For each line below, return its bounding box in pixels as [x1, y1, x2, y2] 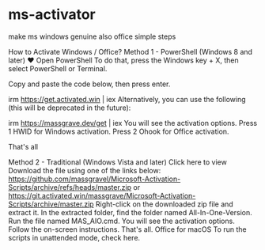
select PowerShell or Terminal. [8, 63, 108, 73]
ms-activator [8, 6, 97, 24]
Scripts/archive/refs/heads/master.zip [8, 182, 132, 191]
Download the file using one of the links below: [8, 165, 161, 175]
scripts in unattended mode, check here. [8, 233, 141, 242]
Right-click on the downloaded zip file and [95, 199, 233, 209]
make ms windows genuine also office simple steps [8, 32, 176, 41]
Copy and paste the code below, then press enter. [8, 79, 171, 89]
